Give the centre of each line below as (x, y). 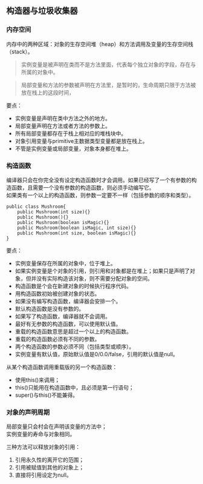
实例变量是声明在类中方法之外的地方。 (63, 118)
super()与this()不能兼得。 (47, 395)
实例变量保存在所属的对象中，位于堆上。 (65, 263)
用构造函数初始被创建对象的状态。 (57, 293)
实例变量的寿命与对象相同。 (41, 434)
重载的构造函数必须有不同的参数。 (57, 339)
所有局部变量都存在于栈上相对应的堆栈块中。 (71, 133)
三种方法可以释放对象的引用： (43, 447)
